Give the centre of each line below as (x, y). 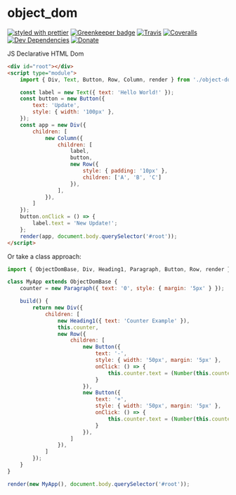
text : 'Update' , (56, 106)
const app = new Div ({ (53, 125)
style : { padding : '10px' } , (125, 171)
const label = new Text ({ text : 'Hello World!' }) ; (97, 92)
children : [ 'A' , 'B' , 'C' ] (122, 177)
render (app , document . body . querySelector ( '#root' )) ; (99, 236)
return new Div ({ (58, 308)
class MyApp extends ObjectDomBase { (63, 282)
